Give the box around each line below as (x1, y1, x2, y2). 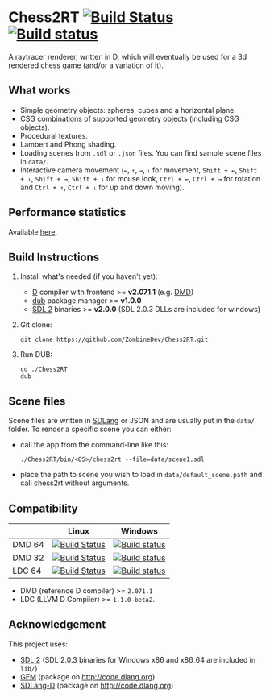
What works (8, 84, 71, 98)
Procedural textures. (19, 131, 89, 140)
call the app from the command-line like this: (19, 440, 169, 450)
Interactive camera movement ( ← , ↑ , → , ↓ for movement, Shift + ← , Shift (19, 165, 258, 175)
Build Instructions (8, 250, 100, 264)
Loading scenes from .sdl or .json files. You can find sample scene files (19, 147, 262, 157)
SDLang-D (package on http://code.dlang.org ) (19, 680, 174, 690)
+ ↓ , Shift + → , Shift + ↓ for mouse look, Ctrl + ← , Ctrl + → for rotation (19, 173, 261, 183)
